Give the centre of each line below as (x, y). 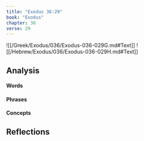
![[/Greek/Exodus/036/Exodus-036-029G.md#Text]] (71, 45)
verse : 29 (19, 28)
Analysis (23, 70)
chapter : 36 (21, 23)
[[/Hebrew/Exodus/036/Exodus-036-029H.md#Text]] (72, 52)
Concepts (19, 113)
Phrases (17, 99)
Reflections (28, 132)
